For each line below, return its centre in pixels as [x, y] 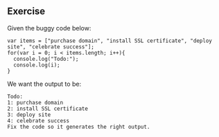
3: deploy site [29, 115]
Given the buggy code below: [49, 28]
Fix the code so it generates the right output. [79, 127]
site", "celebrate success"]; [51, 47]
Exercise [26, 11]
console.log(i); [37, 65]
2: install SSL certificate [48, 109]
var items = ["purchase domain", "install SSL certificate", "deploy [110, 41]
